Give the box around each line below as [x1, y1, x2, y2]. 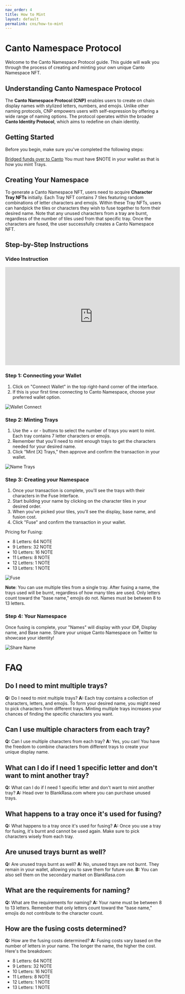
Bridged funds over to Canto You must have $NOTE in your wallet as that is [5, 156, 160, 162]
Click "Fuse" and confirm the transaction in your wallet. [12, 519, 126, 525]
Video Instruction [5, 255, 48, 262]
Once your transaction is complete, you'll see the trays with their [12, 487, 146, 494]
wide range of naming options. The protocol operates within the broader [5, 113, 154, 119]
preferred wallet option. [12, 394, 61, 400]
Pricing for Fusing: [5, 529, 43, 535]
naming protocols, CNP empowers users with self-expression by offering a [5, 108, 159, 114]
